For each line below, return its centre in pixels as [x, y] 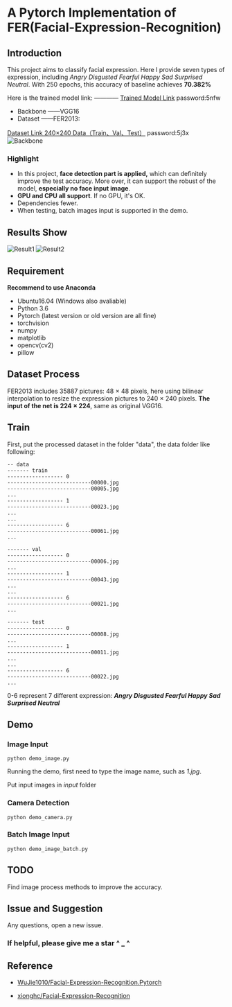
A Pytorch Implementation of [92, 13]
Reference [30, 966]
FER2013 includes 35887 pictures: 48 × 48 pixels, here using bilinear [105, 391]
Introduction [35, 53]
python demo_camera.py [40, 817]
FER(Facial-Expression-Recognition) [114, 27]
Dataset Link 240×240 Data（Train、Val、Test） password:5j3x [98, 133]
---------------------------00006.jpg [63, 561]
